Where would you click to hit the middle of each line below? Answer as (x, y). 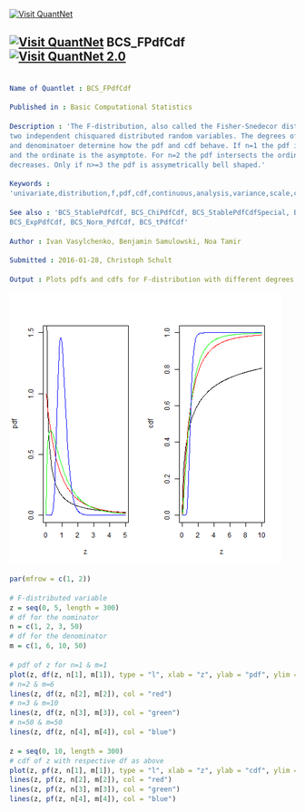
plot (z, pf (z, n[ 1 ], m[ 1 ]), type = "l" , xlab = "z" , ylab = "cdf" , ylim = (154, 770)
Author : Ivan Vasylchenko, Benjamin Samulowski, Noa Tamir (126, 241)
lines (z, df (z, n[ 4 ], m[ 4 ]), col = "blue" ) (93, 732)
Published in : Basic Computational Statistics (101, 108)
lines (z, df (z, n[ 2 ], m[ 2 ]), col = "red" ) (91, 694)
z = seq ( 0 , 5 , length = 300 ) (64, 608)
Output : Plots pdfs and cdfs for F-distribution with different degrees (152, 280)
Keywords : (30, 184)
